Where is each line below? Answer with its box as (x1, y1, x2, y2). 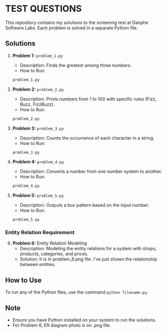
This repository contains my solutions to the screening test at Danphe (5, 19, 148, 25)
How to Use (5, 276, 42, 285)
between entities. (19, 262, 56, 268)
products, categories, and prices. (19, 251, 88, 257)
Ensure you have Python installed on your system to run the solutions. (12, 317, 156, 323)
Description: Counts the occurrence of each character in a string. (19, 135, 154, 141)
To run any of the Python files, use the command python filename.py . (5, 289, 148, 295)
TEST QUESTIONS (5, 3, 82, 14)
